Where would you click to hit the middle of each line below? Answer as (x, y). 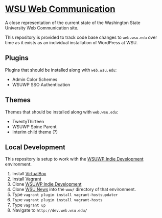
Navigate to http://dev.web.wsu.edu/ (49, 210)
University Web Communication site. (42, 27)
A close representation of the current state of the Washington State (73, 23)
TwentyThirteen (28, 121)
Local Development (35, 147)
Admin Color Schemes (35, 79)
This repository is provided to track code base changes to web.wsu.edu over (81, 37)
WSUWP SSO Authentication (41, 84)
